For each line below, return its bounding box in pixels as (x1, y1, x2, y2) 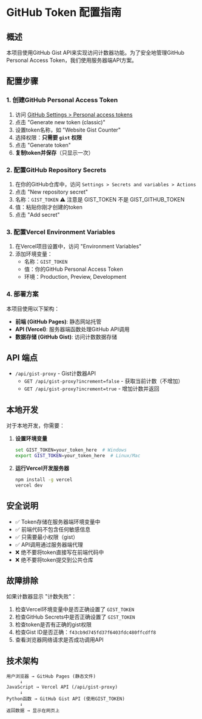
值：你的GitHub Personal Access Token (24, 265, 123, 273)
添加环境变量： (15, 250, 53, 258)
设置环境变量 (15, 435, 47, 442)
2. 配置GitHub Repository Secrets (6, 166, 107, 174)
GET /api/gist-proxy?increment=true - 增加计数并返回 (24, 385, 160, 393)
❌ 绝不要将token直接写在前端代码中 (15, 549, 104, 556)
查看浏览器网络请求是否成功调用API (15, 636, 104, 644)
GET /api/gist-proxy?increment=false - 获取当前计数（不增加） (24, 377, 184, 385)
